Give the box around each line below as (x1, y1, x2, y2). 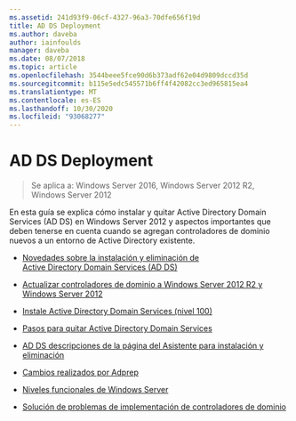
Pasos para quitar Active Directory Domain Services (21, 323, 213, 334)
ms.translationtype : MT (9, 87, 98, 96)
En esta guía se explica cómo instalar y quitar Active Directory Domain (9, 206, 267, 218)
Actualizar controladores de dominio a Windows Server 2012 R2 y (21, 279, 263, 290)
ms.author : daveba (9, 29, 77, 38)
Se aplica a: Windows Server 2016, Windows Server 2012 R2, (30, 180, 255, 191)
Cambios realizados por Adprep (21, 367, 140, 378)
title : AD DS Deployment (9, 21, 101, 30)
